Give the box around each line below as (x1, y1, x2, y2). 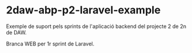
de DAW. (6, 29, 27, 36)
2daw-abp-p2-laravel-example (6, 3, 161, 17)
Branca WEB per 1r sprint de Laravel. (6, 40, 95, 47)
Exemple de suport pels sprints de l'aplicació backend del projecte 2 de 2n (6, 23, 186, 30)
